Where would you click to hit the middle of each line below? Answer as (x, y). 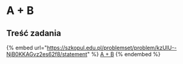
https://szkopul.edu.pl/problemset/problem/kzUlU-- (112, 48)
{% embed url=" (27, 48)
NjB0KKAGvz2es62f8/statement (47, 54)
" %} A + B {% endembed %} (124, 54)
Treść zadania (34, 33)
